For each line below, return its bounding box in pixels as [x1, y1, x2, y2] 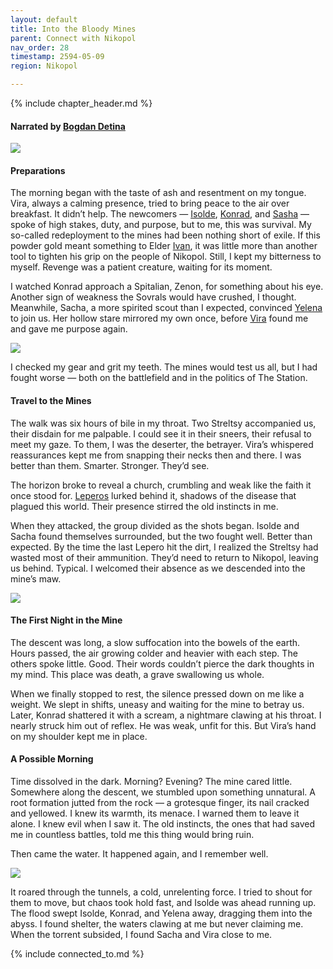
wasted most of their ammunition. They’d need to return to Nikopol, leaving [10, 551, 319, 563]
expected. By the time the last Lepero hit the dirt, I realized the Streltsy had [10, 541, 319, 553]
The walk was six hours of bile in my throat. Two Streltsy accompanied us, [10, 417, 317, 429]
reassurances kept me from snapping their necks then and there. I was [10, 449, 302, 461]
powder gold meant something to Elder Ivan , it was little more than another [10, 240, 318, 252]
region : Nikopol [10, 61, 78, 71]
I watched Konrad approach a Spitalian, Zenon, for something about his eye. [10, 281, 324, 293]
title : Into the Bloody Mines [10, 24, 137, 34]
